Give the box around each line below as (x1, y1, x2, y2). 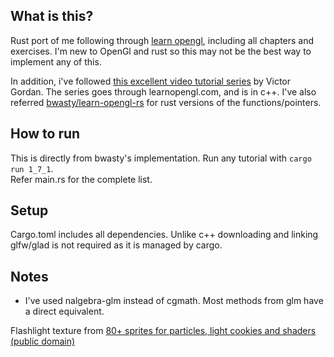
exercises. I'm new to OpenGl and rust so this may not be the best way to (10, 45, 312, 57)
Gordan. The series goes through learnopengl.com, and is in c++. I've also (10, 85, 317, 98)
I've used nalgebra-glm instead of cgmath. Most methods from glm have (24, 295, 324, 307)
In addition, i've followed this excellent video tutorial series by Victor (10, 75, 291, 87)
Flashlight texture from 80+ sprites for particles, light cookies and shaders (10, 325, 317, 337)
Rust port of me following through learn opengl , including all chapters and (10, 34, 315, 46)
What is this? (10, 8, 94, 25)
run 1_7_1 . (10, 162, 54, 174)
